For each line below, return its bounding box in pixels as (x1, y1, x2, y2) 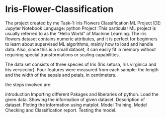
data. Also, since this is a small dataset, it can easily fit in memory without (5, 46, 156, 52)
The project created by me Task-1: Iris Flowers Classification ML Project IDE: (5, 20, 162, 26)
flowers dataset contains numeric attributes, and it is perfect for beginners (5, 36, 158, 42)
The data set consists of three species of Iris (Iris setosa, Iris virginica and (5, 61, 157, 67)
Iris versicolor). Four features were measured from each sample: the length (5, 66, 159, 73)
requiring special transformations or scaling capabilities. (5, 51, 120, 58)
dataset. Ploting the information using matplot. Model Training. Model (5, 102, 147, 108)
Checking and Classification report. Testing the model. (5, 107, 117, 113)
